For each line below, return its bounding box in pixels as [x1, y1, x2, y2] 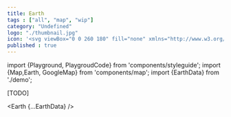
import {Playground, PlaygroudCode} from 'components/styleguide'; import [7, 61, 221, 69]
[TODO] [7, 89, 30, 97]
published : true [7, 42, 57, 49]
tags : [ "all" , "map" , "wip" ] [7, 17, 94, 23]
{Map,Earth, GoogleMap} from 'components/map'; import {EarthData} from [7, 68, 220, 76]
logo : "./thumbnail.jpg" [7, 29, 78, 36]
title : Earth [7, 10, 45, 17]
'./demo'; [7, 76, 32, 83]
